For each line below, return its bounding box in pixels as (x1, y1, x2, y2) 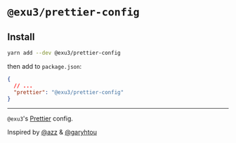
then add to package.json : (7, 62, 82, 70)
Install (7, 31, 35, 43)
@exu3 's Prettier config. (7, 114, 74, 123)
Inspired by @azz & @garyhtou (7, 128, 97, 137)
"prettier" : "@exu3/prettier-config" (13, 88, 124, 96)
